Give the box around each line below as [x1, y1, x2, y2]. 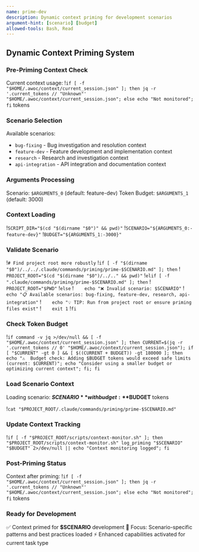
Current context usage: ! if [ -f [6, 79, 85, 86]
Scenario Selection [6, 116, 63, 125]
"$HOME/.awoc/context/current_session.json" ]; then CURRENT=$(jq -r [6, 340, 183, 346]
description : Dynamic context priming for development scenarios [6, 14, 172, 20]
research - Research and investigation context [14, 154, 128, 162]
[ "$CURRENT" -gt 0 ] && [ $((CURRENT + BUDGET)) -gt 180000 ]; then [6, 350, 183, 357]
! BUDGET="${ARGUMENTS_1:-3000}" [42, 230, 122, 237]
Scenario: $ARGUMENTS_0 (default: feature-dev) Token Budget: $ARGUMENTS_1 [6, 189, 189, 197]
